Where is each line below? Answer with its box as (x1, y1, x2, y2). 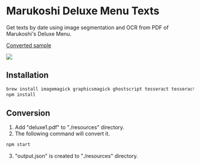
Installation (6, 70, 49, 80)
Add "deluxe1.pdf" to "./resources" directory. (14, 124, 125, 131)
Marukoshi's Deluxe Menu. (6, 30, 72, 37)
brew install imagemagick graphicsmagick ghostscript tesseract (6, 86, 169, 92)
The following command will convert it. (14, 130, 110, 138)
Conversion (6, 108, 51, 118)
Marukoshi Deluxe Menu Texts (6, 4, 160, 18)
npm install (6, 91, 36, 98)
